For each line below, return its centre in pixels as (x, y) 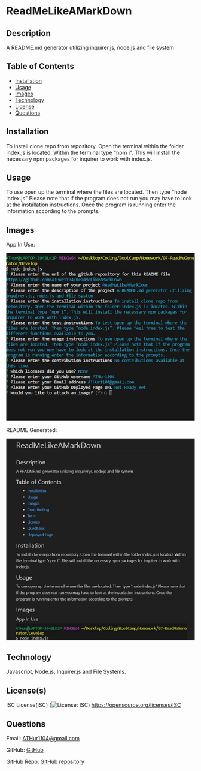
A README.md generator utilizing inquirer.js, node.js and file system (90, 47)
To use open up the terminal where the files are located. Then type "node (97, 192)
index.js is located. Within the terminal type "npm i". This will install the (93, 152)
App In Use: (21, 245)
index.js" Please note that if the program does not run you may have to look (99, 199)
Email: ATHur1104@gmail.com (43, 738)
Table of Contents (40, 66)
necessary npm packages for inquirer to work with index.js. (79, 159)
